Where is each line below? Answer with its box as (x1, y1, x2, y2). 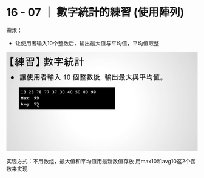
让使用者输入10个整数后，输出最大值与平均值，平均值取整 (15, 39, 160, 47)
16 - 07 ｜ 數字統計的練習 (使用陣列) (6, 5, 185, 19)
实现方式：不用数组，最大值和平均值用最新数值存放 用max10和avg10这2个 (6, 158, 191, 165)
